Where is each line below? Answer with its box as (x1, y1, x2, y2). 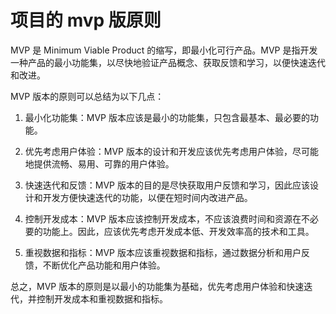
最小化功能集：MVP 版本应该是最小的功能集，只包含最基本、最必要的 (24, 111, 310, 123)
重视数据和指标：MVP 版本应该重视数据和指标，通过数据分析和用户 (24, 246, 302, 258)
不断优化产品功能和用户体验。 (42, 259, 166, 271)
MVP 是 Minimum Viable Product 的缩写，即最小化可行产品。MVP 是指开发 (10, 44, 318, 56)
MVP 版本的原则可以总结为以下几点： (10, 90, 165, 102)
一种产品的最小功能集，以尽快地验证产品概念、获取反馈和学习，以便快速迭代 (10, 56, 326, 68)
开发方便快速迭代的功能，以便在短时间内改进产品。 (42, 191, 253, 203)
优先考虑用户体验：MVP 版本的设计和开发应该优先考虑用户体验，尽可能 (24, 145, 319, 157)
